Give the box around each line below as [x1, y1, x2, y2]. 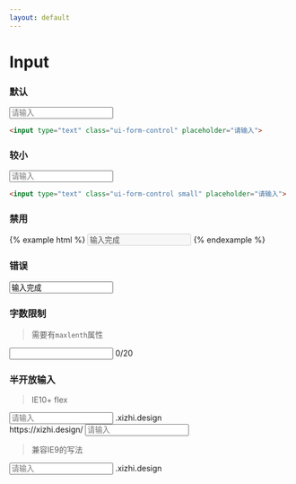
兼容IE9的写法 [30, 444, 83, 455]
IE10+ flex [30, 394, 68, 405]
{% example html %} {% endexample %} [9, 234, 266, 245]
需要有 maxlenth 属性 [30, 330, 104, 340]
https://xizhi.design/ [9, 424, 83, 436]
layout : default [9, 13, 70, 22]
